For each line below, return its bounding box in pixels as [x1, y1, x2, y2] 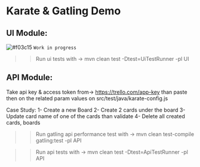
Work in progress [33, 45, 76, 51]
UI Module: [6, 28, 48, 38]
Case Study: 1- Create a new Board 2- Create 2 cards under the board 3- [6, 106, 186, 113]
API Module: [6, 73, 53, 83]
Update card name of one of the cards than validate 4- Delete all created [6, 112, 185, 120]
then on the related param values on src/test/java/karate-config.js [6, 94, 168, 102]
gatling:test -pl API [35, 137, 82, 144]
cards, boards [6, 119, 41, 126]
